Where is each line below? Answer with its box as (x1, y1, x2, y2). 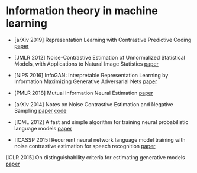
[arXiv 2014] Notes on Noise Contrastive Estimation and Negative (14, 100, 173, 107)
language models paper (14, 125, 72, 132)
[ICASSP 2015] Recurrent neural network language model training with (14, 136, 186, 143)
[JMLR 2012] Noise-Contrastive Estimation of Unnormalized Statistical (14, 54, 186, 61)
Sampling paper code (14, 107, 67, 114)
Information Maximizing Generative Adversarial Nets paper (14, 78, 157, 85)
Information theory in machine (5, 4, 158, 18)
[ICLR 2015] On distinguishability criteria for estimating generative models (5, 154, 186, 161)
